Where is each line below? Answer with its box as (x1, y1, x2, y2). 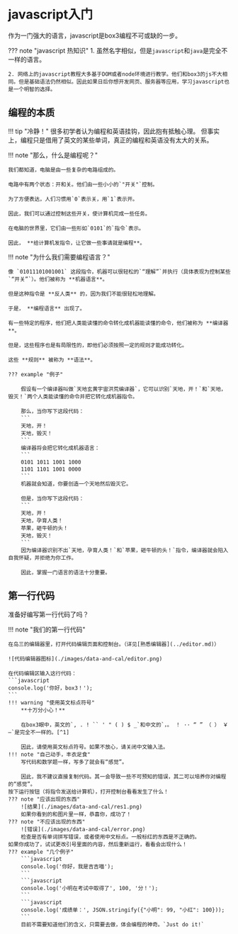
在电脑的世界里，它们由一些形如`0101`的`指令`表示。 (8, 225, 144, 232)
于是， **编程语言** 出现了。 (8, 305, 86, 312)
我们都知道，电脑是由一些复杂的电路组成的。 (8, 166, 119, 174)
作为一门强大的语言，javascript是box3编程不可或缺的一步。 (8, 31, 181, 40)
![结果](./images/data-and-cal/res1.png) (21, 803, 142, 810)
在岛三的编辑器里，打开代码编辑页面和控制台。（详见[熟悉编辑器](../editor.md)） (8, 641, 220, 648)
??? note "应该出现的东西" (8, 795, 80, 803)
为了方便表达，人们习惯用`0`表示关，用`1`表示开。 (8, 196, 138, 203)
